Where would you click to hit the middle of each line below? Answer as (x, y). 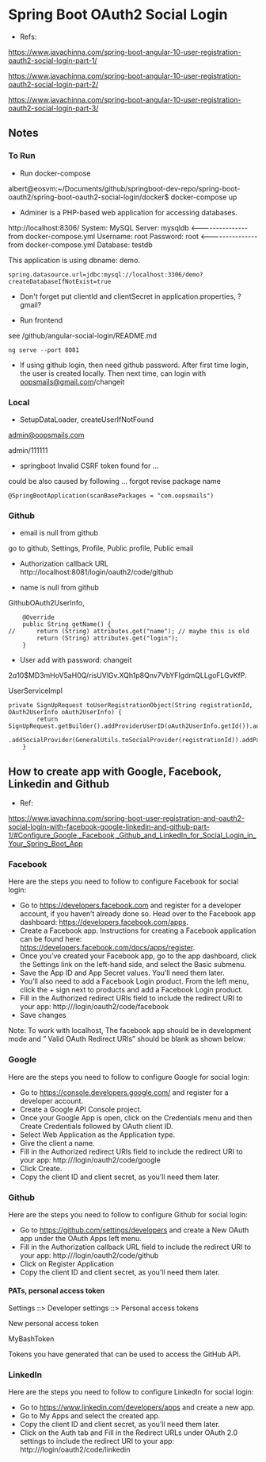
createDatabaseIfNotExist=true (60, 281)
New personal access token (53, 1324)
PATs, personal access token (57, 1290)
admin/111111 (28, 450)
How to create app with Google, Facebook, (115, 771)
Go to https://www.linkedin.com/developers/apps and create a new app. (137, 1407)
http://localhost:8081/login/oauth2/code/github (96, 572)
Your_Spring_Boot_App (46, 844)
